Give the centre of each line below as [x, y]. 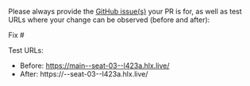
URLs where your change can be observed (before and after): [109, 20]
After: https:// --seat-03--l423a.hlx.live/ [84, 74]
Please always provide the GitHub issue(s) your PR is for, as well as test [125, 11]
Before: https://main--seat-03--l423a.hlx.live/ [94, 65]
